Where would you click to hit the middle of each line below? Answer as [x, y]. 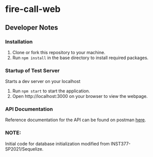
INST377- [121, 144]
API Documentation [29, 109]
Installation [19, 42]
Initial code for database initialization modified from [57, 144]
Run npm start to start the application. [51, 91]
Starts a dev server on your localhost [43, 81]
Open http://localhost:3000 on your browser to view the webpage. [80, 96]
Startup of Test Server [32, 71]
